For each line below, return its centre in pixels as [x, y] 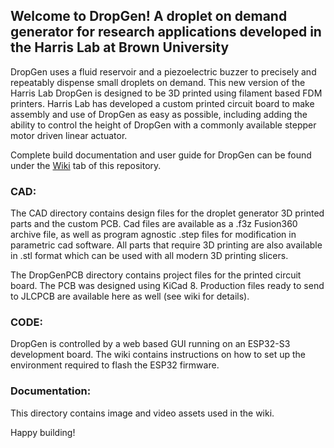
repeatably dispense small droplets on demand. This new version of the [158, 82]
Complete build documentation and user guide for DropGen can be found [161, 155]
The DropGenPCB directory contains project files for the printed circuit [156, 275]
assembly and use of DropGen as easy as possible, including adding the [159, 114]
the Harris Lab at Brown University [120, 47]
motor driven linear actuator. [69, 135]
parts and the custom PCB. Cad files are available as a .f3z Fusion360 [154, 224]
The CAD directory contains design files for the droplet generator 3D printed [167, 213]
